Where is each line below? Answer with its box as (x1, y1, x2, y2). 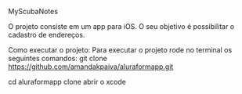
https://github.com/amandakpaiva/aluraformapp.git (8, 62, 174, 71)
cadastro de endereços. (8, 31, 85, 39)
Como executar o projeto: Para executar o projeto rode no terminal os (8, 45, 233, 54)
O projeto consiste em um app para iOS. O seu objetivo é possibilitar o (8, 22, 235, 31)
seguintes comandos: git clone (8, 54, 107, 63)
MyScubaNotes (8, 7, 59, 16)
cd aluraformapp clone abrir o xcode (8, 78, 127, 86)
